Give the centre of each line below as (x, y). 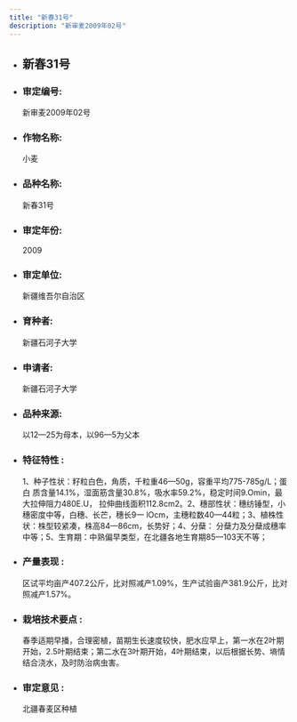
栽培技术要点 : (52, 619)
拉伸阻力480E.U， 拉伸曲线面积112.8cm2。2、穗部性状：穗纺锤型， (154, 503)
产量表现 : (43, 562)
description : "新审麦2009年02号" (68, 26)
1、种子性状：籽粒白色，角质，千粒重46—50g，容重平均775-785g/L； (151, 481)
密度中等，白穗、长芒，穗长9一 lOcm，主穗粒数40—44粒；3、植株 (153, 514)
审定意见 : (43, 688)
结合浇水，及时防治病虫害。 (73, 662)
